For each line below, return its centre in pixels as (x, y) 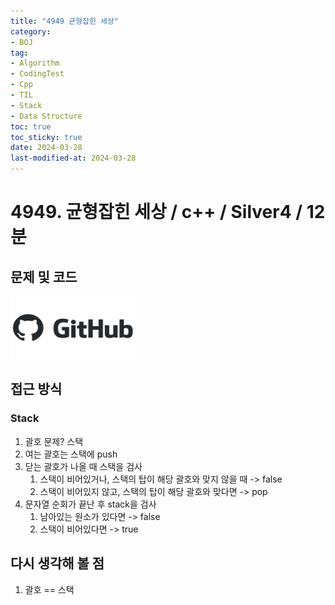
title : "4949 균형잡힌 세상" (65, 21)
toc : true (31, 126)
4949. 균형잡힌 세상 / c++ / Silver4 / (156, 212)
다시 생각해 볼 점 (57, 563)
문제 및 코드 (44, 276)
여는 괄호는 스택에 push (71, 454)
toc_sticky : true (46, 137)
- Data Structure (46, 116)
